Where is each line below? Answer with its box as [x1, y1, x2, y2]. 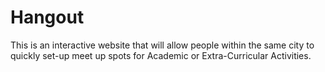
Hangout [10, 6, 85, 29]
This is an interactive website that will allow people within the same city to [10, 39, 315, 51]
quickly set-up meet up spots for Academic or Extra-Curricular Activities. [10, 49, 312, 61]
